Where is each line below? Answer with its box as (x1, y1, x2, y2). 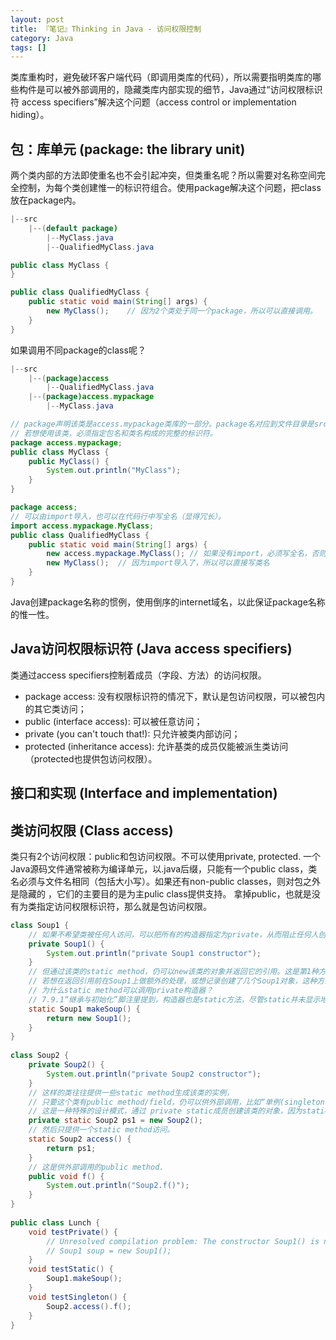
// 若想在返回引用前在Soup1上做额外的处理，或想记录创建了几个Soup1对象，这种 (28, 976, 318, 986)
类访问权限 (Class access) (10, 822, 174, 839)
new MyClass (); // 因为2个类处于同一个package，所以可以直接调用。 (46, 306, 318, 316)
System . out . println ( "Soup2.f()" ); (46, 1181, 190, 1191)
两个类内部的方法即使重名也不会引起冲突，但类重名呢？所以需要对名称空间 (10, 169, 317, 181)
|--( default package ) (28, 223, 118, 233)
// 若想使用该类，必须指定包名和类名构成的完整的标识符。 (10, 428, 218, 438)
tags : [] (10, 42, 47, 53)
